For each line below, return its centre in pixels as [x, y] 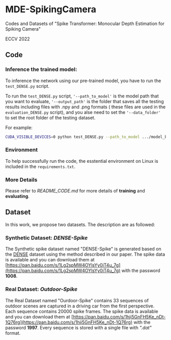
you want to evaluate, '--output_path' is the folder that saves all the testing [84, 101]
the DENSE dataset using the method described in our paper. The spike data [85, 254]
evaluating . [17, 196]
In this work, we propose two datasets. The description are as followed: [80, 224]
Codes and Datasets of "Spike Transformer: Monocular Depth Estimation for [85, 23]
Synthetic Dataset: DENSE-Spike [47, 237]
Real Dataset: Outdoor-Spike [41, 289]
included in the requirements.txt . [40, 166]
